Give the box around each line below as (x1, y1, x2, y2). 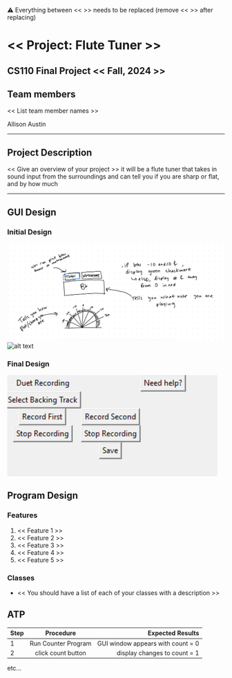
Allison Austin (7, 120, 46, 129)
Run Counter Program (30, 639, 92, 648)
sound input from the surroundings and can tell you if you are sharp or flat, (7, 172, 220, 181)
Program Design (7, 490, 78, 502)
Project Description (7, 147, 93, 158)
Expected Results (147, 629, 200, 637)
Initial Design (7, 227, 52, 237)
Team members (7, 88, 76, 100)
